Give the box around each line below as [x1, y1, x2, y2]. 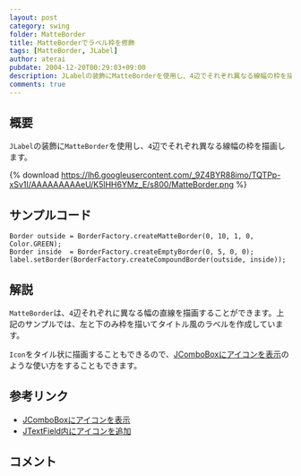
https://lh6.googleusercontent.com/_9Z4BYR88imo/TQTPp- [61, 169, 281, 180]
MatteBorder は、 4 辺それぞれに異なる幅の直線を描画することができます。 [9, 307, 277, 318]
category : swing [9, 22, 70, 30]
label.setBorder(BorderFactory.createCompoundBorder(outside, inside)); [9, 255, 287, 264]
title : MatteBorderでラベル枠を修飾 [9, 38, 135, 48]
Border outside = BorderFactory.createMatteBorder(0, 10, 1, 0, [9, 232, 254, 241]
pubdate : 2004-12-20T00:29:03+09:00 [9, 64, 146, 73]
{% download [9, 169, 60, 180]
